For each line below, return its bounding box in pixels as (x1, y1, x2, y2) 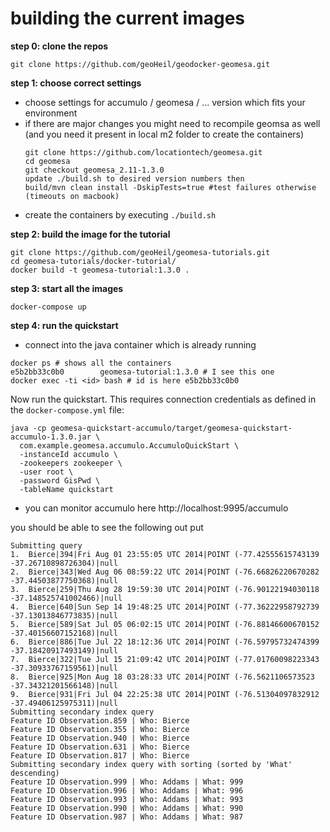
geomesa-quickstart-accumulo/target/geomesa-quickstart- (50, 423, 293, 433)
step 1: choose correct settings (10, 77, 142, 89)
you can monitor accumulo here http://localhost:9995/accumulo (24, 502, 289, 514)
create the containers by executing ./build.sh (24, 208, 217, 221)
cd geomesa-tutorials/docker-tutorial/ (10, 256, 177, 266)
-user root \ (19, 467, 74, 477)
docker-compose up (10, 302, 87, 312)
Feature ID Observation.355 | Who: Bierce (10, 724, 190, 734)
